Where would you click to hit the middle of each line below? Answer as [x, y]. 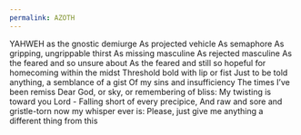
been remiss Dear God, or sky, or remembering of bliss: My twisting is [140, 92]
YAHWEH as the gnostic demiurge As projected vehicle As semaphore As [147, 43]
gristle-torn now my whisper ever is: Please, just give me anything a [136, 111]
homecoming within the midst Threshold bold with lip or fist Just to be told [149, 72]
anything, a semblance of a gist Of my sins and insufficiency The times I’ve [150, 82]
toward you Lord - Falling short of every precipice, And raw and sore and [146, 101]
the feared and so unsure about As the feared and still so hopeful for [138, 63]
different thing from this [54, 121]
